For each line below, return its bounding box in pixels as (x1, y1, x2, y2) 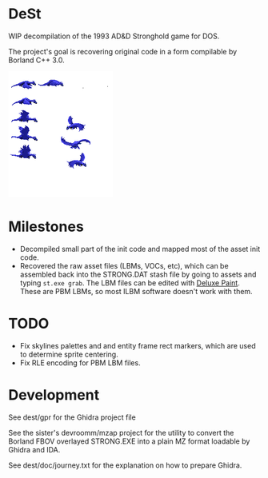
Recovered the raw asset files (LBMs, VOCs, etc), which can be (19, 261, 230, 270)
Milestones (8, 217, 84, 236)
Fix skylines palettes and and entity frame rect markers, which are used (19, 341, 256, 350)
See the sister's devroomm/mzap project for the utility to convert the (8, 428, 234, 437)
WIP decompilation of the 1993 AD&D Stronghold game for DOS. (8, 31, 220, 41)
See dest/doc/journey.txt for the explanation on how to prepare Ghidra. (8, 460, 242, 470)
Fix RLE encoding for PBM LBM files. (19, 357, 142, 368)
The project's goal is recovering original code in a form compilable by (8, 46, 238, 56)
